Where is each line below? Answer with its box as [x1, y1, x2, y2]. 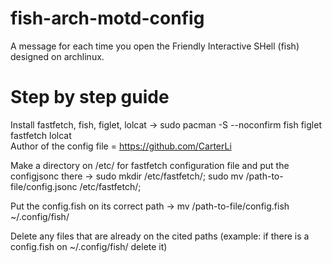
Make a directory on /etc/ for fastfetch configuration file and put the [10, 159, 290, 171]
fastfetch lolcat [10, 129, 72, 141]
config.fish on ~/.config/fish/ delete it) [10, 240, 168, 252]
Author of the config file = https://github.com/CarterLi [10, 140, 232, 152]
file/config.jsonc [10, 180, 78, 192]
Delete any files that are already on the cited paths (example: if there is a [10, 230, 310, 242]
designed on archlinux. [10, 50, 105, 62]
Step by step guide [10, 86, 170, 109]
